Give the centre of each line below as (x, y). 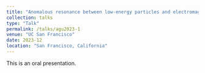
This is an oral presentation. (41, 63)
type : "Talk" (23, 23)
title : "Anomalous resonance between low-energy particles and (88, 12)
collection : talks (30, 18)
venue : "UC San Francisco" (41, 35)
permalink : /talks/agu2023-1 (43, 29)
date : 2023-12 (24, 40)
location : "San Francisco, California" (57, 46)
